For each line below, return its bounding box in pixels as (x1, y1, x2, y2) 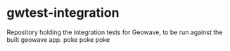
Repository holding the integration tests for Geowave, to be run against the (6, 28, 223, 36)
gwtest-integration (6, 5, 120, 21)
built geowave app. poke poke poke (6, 35, 110, 43)
